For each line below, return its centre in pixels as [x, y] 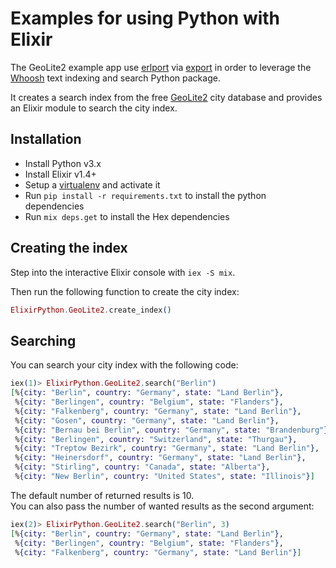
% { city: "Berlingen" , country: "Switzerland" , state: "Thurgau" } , [156, 439]
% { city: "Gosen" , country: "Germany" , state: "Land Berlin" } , [147, 420]
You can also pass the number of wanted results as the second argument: [162, 506]
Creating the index [69, 248]
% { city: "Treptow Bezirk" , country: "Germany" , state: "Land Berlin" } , [167, 448]
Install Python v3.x [63, 163]
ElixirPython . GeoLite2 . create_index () [91, 310]
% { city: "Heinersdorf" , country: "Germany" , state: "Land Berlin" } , [160, 458]
